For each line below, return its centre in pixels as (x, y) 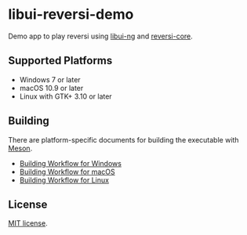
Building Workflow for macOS (67, 172)
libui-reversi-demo (71, 14)
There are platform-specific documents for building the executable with (123, 139)
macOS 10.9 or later (51, 88)
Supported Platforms (60, 61)
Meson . (20, 148)
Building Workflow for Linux (64, 180)
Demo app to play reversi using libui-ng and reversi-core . (101, 36)
